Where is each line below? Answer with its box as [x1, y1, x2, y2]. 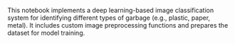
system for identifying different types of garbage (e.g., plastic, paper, [7, 13, 211, 22]
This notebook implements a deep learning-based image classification [7, 6, 214, 14]
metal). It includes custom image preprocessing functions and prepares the [7, 21, 229, 29]
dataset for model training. [7, 28, 85, 37]
